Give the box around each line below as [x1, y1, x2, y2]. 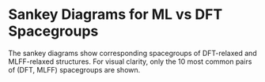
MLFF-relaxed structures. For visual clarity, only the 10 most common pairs [8, 57, 252, 66]
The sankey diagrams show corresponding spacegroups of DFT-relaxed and [8, 48, 257, 58]
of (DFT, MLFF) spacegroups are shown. [8, 65, 141, 74]
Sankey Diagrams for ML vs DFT [8, 6, 223, 24]
